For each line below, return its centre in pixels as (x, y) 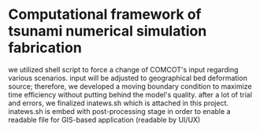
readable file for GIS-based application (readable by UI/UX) (104, 119)
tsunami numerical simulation (108, 31)
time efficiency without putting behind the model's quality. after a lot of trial (130, 94)
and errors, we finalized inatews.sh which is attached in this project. (119, 103)
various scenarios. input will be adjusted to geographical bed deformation (128, 78)
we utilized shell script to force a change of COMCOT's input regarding (123, 69)
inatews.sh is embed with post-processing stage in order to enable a (119, 111)
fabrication (45, 48)
